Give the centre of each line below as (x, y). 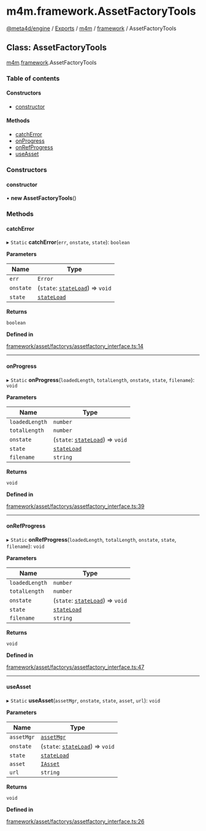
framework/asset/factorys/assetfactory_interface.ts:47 (75, 667)
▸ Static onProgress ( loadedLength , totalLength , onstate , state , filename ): (101, 380)
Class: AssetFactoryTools (57, 48)
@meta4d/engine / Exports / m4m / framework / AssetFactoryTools (91, 28)
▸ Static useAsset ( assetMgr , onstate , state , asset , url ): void (83, 700)
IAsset (50, 764)
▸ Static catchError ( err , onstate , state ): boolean (68, 242)
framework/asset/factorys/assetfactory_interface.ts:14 (75, 346)
